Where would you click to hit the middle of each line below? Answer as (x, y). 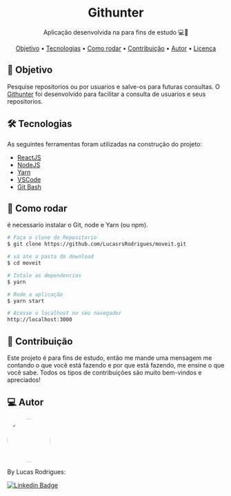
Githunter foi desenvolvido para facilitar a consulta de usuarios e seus (107, 94)
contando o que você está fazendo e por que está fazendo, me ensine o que (116, 365)
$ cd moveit (24, 263)
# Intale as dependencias (44, 275)
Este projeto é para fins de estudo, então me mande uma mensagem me (110, 358)
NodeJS (29, 164)
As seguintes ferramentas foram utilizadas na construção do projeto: (104, 144)
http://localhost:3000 (40, 320)
